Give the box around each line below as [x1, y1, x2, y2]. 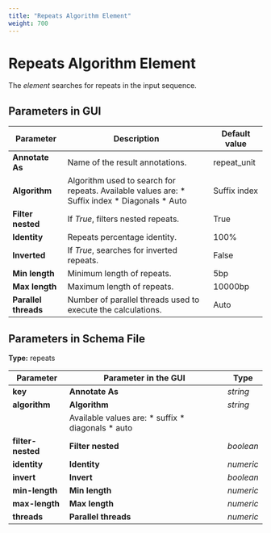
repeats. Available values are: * [67, 185, 186, 196]
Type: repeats [8, 353, 56, 363]
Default [221, 128, 251, 140]
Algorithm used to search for [67, 175, 176, 187]
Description [113, 133, 160, 145]
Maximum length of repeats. [67, 281, 174, 292]
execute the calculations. [67, 304, 162, 316]
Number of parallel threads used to [67, 294, 200, 305]
